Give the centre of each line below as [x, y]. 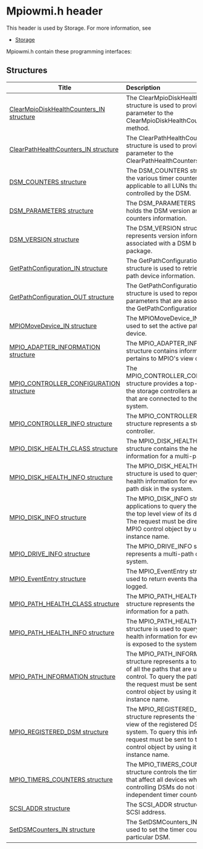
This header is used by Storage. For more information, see [79, 28]
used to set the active [156, 325]
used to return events [156, 579]
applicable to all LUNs [157, 185]
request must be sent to [160, 739]
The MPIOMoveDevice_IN [163, 318]
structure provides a [155, 383]
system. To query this [156, 731]
